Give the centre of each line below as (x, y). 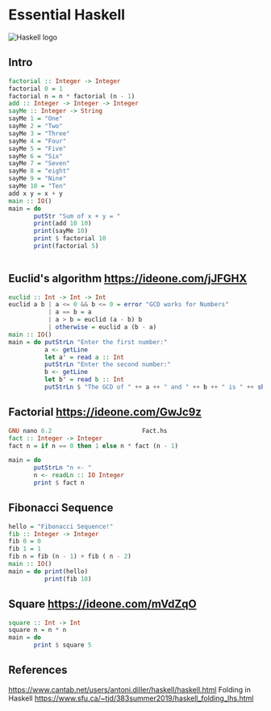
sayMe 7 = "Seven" (39, 164)
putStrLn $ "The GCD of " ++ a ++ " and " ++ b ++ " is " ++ (149, 387)
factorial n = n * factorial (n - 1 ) (72, 96)
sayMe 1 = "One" (35, 118)
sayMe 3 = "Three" (39, 133)
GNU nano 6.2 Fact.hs (88, 430)
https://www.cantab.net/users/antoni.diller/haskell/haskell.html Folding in (130, 689)
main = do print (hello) (48, 571)
